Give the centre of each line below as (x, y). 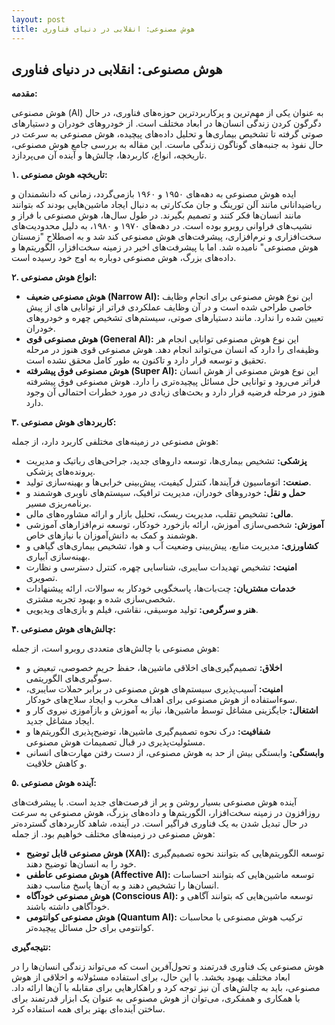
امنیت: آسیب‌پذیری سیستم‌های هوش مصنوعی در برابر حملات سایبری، (154, 689)
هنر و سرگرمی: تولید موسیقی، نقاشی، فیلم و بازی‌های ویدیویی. (142, 610)
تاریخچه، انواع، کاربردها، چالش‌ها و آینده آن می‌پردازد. (109, 155)
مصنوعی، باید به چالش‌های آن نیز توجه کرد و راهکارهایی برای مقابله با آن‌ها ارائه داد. (166, 988)
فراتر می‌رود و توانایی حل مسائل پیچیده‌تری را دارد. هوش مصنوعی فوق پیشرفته (173, 382)
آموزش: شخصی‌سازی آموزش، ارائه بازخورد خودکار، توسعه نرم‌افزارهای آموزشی (174, 525)
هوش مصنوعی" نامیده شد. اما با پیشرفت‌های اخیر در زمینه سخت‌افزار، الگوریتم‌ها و (165, 247)
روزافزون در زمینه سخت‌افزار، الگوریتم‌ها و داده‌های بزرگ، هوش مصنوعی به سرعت (166, 813)
